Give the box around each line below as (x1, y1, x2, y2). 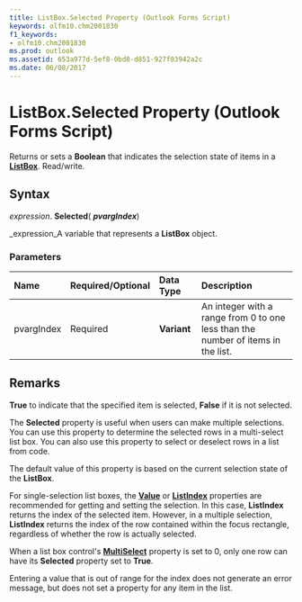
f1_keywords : (9, 30, 58, 39)
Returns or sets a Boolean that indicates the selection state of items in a (9, 150, 276, 162)
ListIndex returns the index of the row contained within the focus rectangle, (9, 518, 289, 529)
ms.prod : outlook (9, 47, 75, 56)
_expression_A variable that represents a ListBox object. (9, 228, 218, 238)
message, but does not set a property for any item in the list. (9, 582, 234, 593)
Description (200, 279, 253, 292)
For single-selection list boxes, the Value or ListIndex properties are (9, 490, 262, 500)
